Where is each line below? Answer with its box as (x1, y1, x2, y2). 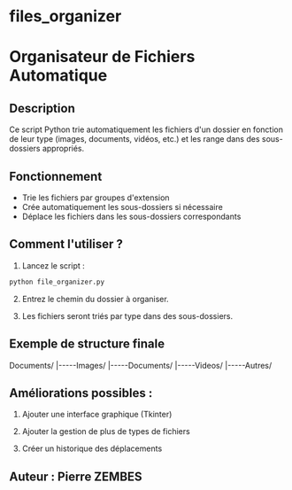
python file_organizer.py (9, 277, 104, 286)
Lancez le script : (21, 260, 86, 271)
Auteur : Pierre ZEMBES (9, 469, 143, 484)
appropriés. (42, 144, 85, 154)
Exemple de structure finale (9, 337, 165, 352)
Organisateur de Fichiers (9, 47, 196, 67)
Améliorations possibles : (9, 385, 153, 401)
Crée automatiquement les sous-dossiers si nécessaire (21, 202, 223, 212)
